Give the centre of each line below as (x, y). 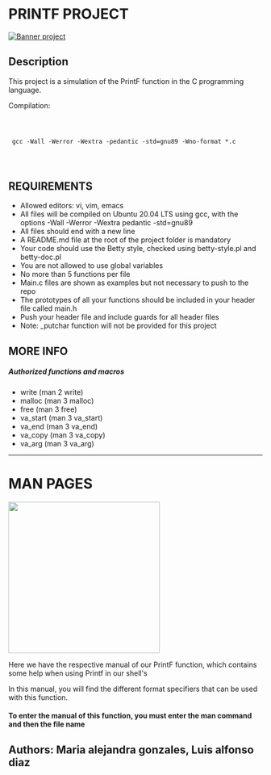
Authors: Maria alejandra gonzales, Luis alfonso (131, 750)
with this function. (38, 697)
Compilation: (29, 105)
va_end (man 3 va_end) (59, 426)
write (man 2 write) (52, 392)
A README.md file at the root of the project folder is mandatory (125, 240)
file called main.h (48, 308)
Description (38, 62)
